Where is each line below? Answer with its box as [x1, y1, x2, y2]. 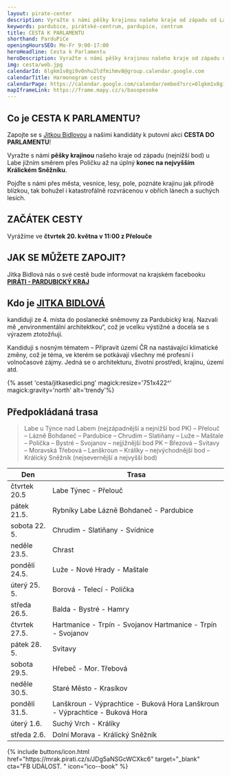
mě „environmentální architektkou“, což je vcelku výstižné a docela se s [7, 323, 210, 331]
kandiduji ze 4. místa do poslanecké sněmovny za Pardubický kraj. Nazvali [7, 316, 218, 324]
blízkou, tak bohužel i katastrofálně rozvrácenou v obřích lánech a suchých [7, 186, 220, 195]
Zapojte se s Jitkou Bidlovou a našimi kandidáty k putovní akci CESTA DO [7, 130, 215, 138]
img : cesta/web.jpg [7, 61, 63, 68]
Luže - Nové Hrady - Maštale [52, 565, 149, 574]
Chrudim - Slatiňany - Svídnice [52, 526, 155, 535]
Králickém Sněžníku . [7, 166, 67, 174]
